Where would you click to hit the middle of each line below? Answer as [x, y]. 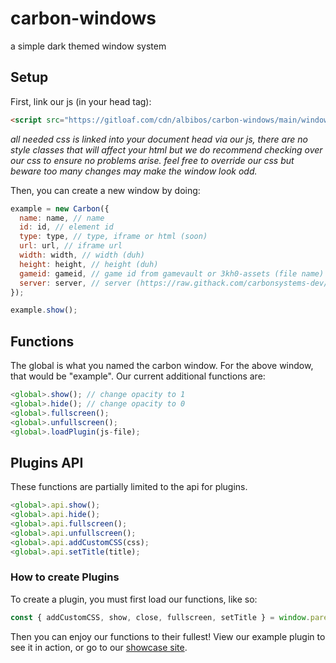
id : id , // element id [66, 227]
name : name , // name [62, 218]
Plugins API [47, 462]
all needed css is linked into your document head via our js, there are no [159, 139]
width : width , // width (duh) [82, 255]
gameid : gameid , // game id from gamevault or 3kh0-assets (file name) [172, 273]
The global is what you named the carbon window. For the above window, [162, 366]
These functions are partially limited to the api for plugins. [129, 487]
